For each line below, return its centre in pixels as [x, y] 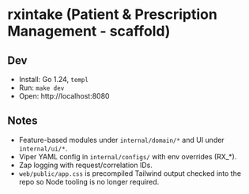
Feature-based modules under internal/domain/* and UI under [121, 140]
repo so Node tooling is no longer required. [89, 181]
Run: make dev [41, 88]
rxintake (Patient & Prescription [113, 15]
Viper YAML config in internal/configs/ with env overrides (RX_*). [128, 156]
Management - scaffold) [89, 31]
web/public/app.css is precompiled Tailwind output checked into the [130, 173]
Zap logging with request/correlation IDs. [86, 165]
